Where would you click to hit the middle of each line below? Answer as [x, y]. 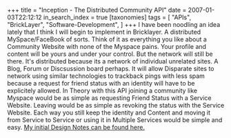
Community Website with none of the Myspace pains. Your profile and [107, 47]
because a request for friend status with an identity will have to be [101, 83]
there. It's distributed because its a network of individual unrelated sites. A [113, 61]
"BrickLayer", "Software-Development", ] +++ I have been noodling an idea [114, 24]
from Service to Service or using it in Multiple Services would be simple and [115, 120]
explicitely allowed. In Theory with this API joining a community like [102, 90]
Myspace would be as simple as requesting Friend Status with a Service [109, 98]
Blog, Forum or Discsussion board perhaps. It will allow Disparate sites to [111, 69]
